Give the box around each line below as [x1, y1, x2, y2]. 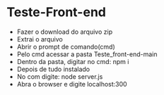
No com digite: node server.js [16, 72, 103, 81]
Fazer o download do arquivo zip [16, 27, 113, 36]
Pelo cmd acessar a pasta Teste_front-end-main [16, 50, 158, 58]
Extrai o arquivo [16, 34, 63, 43]
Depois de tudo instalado [16, 65, 90, 73]
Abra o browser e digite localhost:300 [16, 80, 128, 88]
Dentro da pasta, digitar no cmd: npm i [16, 57, 129, 65]
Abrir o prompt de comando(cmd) [16, 42, 116, 51]
